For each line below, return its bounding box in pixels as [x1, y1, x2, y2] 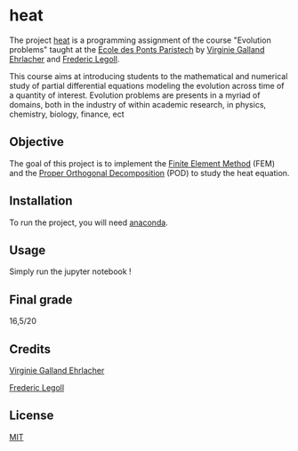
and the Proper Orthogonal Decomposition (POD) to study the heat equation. [9, 167, 290, 178]
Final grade [9, 292, 73, 307]
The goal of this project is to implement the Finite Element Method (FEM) [9, 157, 276, 169]
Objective [9, 134, 65, 149]
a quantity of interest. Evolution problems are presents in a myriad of [9, 90, 261, 101]
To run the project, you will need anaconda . [9, 217, 169, 228]
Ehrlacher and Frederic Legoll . [9, 53, 120, 64]
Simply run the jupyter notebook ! [9, 266, 132, 277]
